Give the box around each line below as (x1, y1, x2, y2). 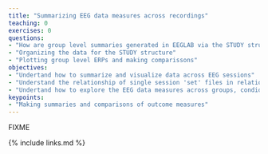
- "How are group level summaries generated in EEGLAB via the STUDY (8, 41, 245, 49)
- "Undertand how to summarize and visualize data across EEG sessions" (8, 71, 255, 79)
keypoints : (8, 93, 45, 101)
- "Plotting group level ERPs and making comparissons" (8, 57, 198, 65)
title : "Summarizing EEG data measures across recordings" (8, 11, 209, 20)
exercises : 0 (8, 26, 52, 34)
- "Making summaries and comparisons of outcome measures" (8, 101, 209, 109)
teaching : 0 (8, 19, 48, 27)
